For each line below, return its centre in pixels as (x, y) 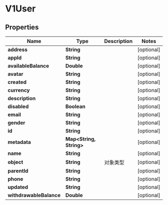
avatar (15, 74)
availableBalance (28, 66)
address (18, 49)
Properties (22, 27)
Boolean (75, 106)
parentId (18, 171)
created (17, 82)
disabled (18, 106)
